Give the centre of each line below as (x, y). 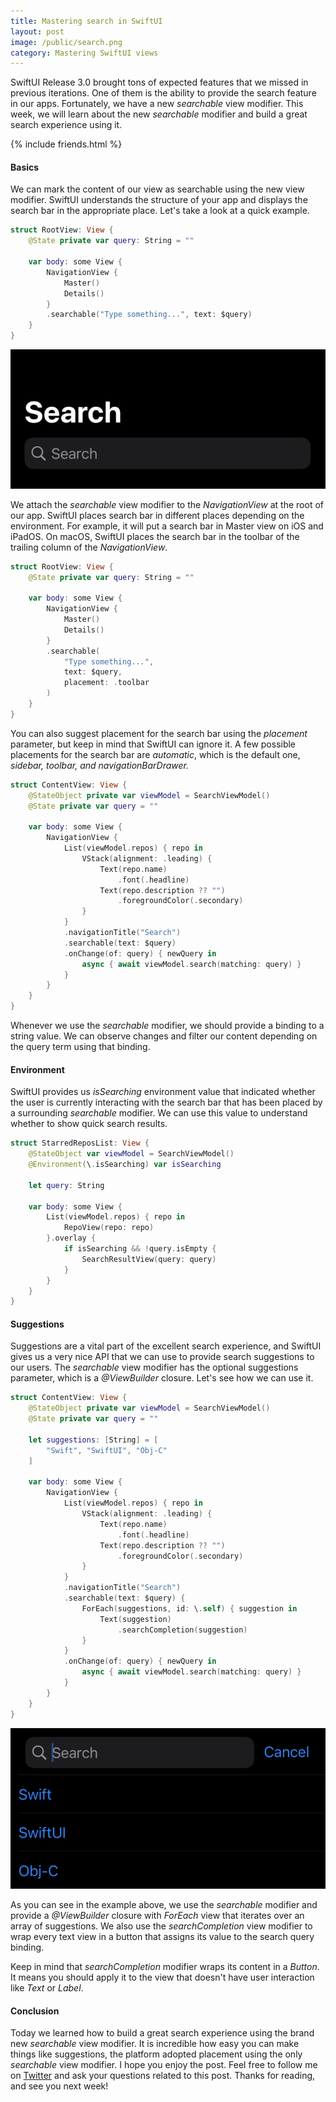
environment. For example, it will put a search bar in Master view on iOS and (167, 526)
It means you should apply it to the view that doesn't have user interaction (162, 1977)
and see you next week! (59, 2086)
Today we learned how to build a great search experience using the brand (162, 2033)
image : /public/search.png (66, 42)
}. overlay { (71, 1238)
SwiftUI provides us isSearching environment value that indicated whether (163, 1092)
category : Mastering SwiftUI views (84, 53)
